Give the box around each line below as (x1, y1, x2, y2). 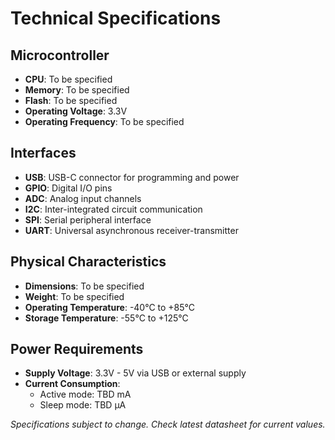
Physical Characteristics (10, 253, 167, 271)
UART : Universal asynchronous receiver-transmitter (24, 224, 239, 236)
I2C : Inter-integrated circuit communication (24, 203, 203, 215)
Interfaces (10, 145, 77, 162)
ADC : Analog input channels (24, 192, 142, 204)
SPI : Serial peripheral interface (24, 213, 152, 226)
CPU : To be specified (24, 73, 113, 85)
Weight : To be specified (24, 290, 125, 302)
